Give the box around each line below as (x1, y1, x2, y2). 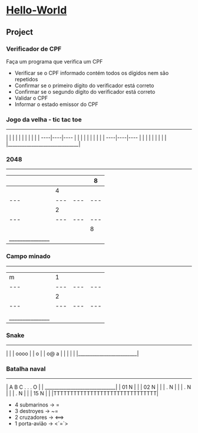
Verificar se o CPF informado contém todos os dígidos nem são (14, 69, 169, 77)
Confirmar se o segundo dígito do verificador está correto (14, 88, 156, 95)
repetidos (14, 75, 38, 82)
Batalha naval (6, 365, 46, 373)
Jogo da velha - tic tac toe (6, 115, 82, 124)
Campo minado (6, 252, 51, 260)
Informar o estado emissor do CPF (14, 101, 98, 108)
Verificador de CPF (6, 45, 62, 53)
